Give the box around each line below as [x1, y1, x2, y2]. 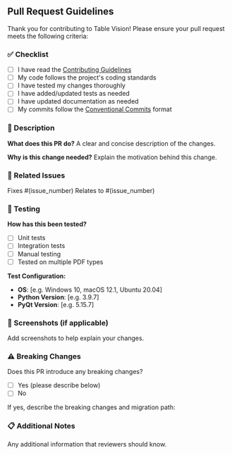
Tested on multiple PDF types [17, 257, 104, 266]
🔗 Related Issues [7, 170, 66, 180]
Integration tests [17, 242, 66, 250]
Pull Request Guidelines [7, 6, 114, 18]
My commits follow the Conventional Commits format [17, 105, 173, 113]
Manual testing [17, 249, 61, 258]
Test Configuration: [7, 271, 66, 280]
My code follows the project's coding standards [17, 73, 157, 82]
